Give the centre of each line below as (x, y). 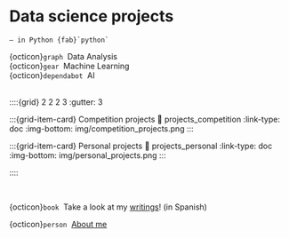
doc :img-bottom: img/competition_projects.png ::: (101, 128)
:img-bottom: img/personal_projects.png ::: (88, 155)
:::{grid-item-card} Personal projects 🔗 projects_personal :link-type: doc (141, 146)
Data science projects (92, 16)
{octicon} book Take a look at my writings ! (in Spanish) (108, 207)
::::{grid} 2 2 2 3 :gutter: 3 (56, 102)
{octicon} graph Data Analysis (64, 56)
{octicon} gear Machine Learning (69, 66)
